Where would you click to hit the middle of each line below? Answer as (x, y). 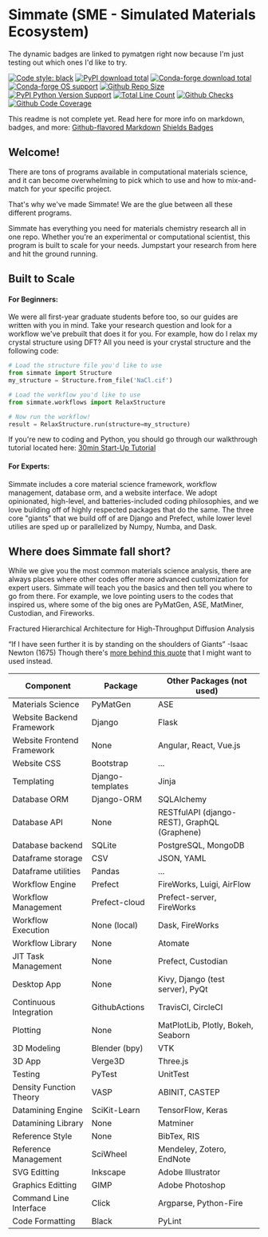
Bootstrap (110, 764)
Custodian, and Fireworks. (51, 613)
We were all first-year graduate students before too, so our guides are (123, 317)
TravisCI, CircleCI (191, 1008)
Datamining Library (48, 1123)
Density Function (44, 1087)
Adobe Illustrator (189, 1172)
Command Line (41, 1199)
